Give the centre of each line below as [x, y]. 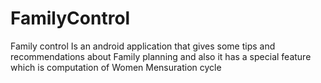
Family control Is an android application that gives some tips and [143, 46]
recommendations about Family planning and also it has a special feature [161, 56]
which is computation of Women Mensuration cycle [116, 67]
